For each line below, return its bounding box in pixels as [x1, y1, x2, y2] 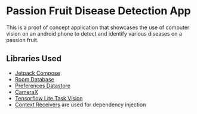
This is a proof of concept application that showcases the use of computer [6, 24, 190, 31]
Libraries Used [6, 53, 61, 64]
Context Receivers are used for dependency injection [14, 101, 146, 108]
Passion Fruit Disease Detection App [6, 4, 191, 18]
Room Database [14, 75, 55, 83]
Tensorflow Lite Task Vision [14, 94, 83, 102]
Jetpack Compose [14, 69, 61, 77]
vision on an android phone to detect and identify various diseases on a [6, 30, 182, 37]
